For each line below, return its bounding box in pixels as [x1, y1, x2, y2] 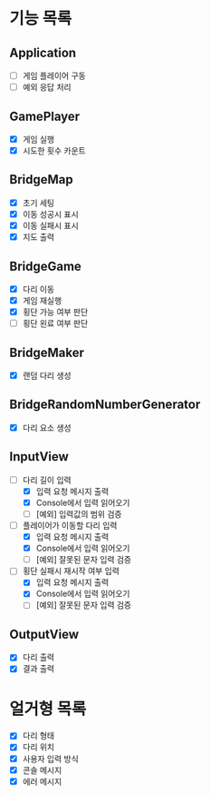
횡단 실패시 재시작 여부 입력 [22, 565, 120, 577]
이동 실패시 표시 [22, 220, 79, 231]
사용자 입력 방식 [22, 753, 79, 764]
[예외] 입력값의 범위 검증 [35, 508, 122, 519]
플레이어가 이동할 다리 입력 [22, 520, 118, 531]
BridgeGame [9, 258, 81, 273]
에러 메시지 [22, 776, 62, 787]
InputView [9, 449, 70, 464]
